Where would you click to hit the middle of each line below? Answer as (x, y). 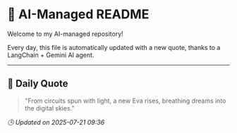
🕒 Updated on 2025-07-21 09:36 (56, 122)
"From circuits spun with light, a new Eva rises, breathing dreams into (125, 101)
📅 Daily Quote (38, 84)
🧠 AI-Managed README (78, 14)
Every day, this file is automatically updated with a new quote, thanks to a (114, 47)
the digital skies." (49, 108)
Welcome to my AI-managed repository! (65, 34)
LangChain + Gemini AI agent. (51, 55)
